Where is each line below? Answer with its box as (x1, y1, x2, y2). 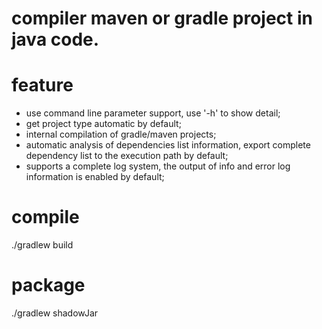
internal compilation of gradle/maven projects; (25, 128, 217, 141)
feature (11, 74, 74, 97)
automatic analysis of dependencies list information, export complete (25, 139, 311, 151)
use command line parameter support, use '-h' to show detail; (25, 107, 281, 119)
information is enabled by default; (25, 171, 165, 183)
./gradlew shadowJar (11, 307, 99, 319)
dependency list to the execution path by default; (25, 150, 229, 162)
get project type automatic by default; (25, 118, 182, 130)
